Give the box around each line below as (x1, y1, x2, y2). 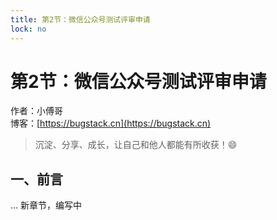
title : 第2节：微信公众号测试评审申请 (10, 14, 151, 25)
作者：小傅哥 (10, 105, 63, 117)
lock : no (10, 24, 47, 34)
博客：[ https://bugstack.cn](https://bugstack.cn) (10, 117, 212, 130)
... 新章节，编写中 (10, 199, 83, 211)
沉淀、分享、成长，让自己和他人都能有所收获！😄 (34, 139, 238, 151)
